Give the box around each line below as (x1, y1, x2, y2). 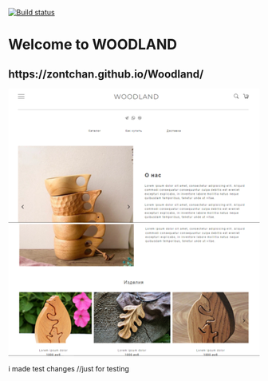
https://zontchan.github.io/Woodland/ (8, 67, 204, 81)
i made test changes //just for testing (8, 364, 129, 374)
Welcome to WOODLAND (8, 36, 178, 54)
